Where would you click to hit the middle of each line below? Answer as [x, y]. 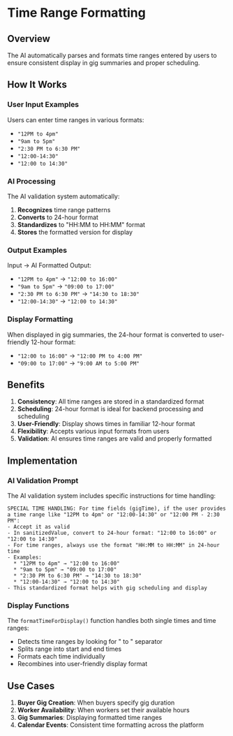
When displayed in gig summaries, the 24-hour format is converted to [107, 334]
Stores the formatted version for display [75, 232]
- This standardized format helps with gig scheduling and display [107, 588]
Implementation [43, 461]
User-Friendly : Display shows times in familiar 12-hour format [106, 424]
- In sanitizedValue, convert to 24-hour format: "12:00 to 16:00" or [112, 533]
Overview [29, 39]
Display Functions [38, 605]
